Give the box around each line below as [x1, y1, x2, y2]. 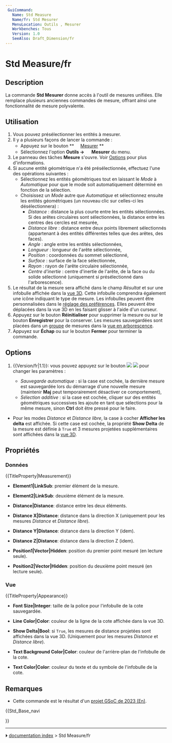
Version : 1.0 [12, 31, 40, 36]
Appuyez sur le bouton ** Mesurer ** [20, 143, 104, 149]
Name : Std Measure [12, 12, 52, 17]
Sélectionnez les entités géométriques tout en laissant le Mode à [20, 176, 157, 182]
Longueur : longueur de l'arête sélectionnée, [28, 246, 122, 253]
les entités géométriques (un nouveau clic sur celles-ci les [20, 197, 144, 204]
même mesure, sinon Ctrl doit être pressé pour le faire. [20, 405, 137, 411]
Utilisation [5, 118, 39, 126]
